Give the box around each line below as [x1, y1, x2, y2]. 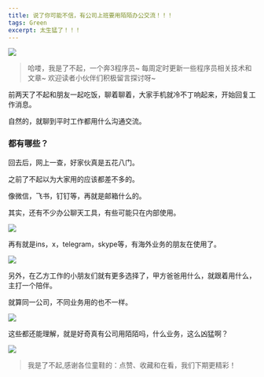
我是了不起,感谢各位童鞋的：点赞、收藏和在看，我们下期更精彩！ [27, 360, 236, 370]
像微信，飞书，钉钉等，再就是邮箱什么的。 [8, 190, 146, 201]
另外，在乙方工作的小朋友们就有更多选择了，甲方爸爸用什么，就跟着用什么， [8, 271, 256, 280]
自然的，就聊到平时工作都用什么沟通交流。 [8, 116, 146, 126]
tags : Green [8, 19, 47, 27]
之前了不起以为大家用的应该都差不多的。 [8, 174, 139, 183]
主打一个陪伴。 [8, 280, 57, 290]
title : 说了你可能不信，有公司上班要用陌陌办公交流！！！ [8, 11, 174, 20]
